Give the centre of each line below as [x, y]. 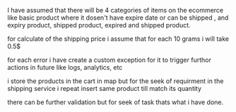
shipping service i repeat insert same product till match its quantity [105, 88]
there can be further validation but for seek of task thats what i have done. [116, 102]
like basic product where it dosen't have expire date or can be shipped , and [118, 18]
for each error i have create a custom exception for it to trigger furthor [110, 60]
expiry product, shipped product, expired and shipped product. [99, 25]
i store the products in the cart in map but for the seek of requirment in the [116, 81]
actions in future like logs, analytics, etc [65, 67]
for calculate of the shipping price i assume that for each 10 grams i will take [118, 39]
